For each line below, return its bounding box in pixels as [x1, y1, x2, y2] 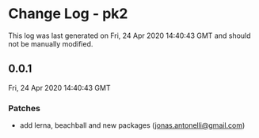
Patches [8, 103, 41, 114]
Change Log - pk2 [8, 5, 128, 23]
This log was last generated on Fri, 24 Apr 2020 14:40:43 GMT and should [8, 31, 251, 40]
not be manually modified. [8, 39, 93, 48]
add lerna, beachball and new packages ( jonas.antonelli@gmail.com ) [19, 121, 246, 130]
